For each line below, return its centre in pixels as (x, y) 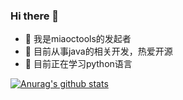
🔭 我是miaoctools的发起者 (78, 39)
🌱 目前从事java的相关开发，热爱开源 (98, 51)
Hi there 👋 (35, 16)
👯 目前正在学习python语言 (78, 64)
